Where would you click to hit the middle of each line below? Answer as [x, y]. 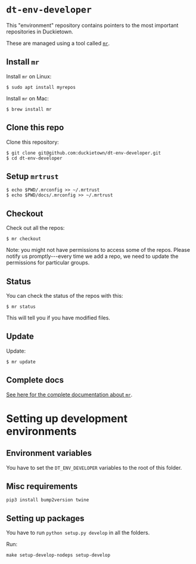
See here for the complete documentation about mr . [69, 395]
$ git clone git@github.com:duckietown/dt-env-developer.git [84, 153]
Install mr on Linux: [29, 76]
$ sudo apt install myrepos [41, 87]
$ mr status [21, 307]
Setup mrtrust [32, 176]
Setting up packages [45, 518]
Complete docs [35, 380]
